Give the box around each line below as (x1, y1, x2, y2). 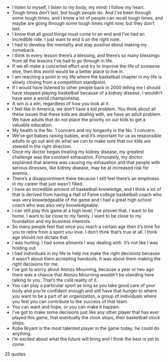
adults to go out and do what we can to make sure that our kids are (12, 138, 151, 144)
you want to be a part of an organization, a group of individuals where (12, 293, 157, 299)
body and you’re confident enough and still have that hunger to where (12, 288, 157, 294)
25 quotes (5, 351, 26, 357)
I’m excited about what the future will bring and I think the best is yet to (12, 336, 159, 342)
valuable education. (12, 122, 53, 128)
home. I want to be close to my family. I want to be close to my (12, 213, 142, 219)
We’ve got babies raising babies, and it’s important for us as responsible (12, 133, 161, 138)
